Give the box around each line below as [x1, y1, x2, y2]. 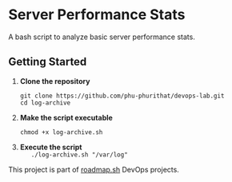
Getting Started [8, 55, 87, 69]
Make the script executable [19, 113, 114, 122]
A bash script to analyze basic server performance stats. [8, 32, 196, 42]
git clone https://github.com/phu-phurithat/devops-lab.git [19, 92, 225, 100]
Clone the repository [19, 76, 90, 85]
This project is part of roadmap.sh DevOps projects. [8, 164, 180, 174]
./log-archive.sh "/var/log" [30, 150, 128, 159]
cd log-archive [19, 98, 71, 107]
